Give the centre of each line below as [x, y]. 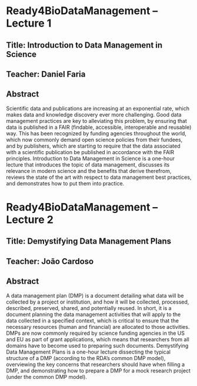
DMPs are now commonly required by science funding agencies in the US [96, 333]
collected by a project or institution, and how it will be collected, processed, [98, 302]
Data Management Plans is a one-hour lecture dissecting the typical [88, 352]
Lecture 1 [29, 23]
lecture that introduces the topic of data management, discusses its [88, 164]
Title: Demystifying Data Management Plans [89, 242]
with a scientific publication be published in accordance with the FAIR [90, 152]
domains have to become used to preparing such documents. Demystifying [97, 345]
